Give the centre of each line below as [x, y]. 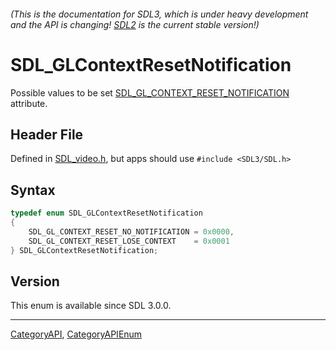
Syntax [33, 190]
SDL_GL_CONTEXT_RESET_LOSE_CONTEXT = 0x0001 [129, 241]
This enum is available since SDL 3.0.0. [91, 306]
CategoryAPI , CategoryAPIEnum [76, 334]
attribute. [29, 103]
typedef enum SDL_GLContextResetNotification [106, 213]
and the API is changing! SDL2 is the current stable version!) [135, 24]
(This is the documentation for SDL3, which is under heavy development [159, 14]
